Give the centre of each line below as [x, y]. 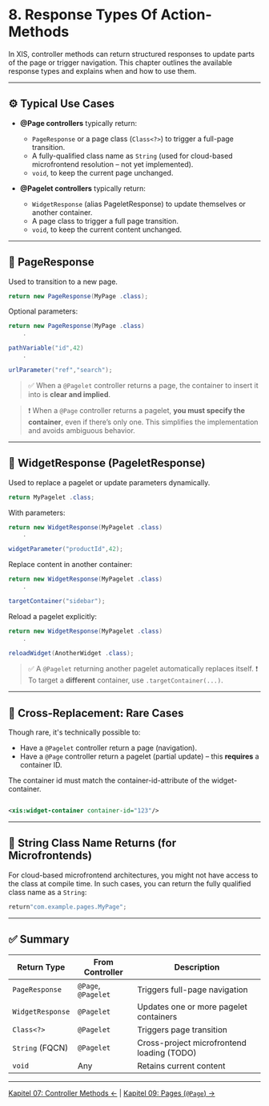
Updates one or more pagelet [193, 1007]
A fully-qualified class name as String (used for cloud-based [132, 156]
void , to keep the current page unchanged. [102, 172]
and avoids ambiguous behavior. [82, 430]
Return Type [41, 966]
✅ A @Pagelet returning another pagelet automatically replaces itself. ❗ [143, 669]
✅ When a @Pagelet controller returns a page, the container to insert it [143, 385]
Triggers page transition [183, 1030]
